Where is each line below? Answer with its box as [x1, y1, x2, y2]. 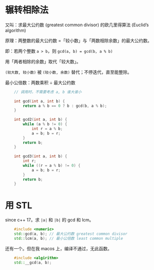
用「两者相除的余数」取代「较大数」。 [5, 58, 81, 64]
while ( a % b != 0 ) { [23, 122, 68, 127]
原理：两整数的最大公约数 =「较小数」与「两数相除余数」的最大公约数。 [5, 38, 152, 44]
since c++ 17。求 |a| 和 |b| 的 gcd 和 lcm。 [5, 217, 94, 223]
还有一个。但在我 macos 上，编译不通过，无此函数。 [5, 245, 112, 251]
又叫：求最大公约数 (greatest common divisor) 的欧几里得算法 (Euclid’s [5, 22, 149, 28]
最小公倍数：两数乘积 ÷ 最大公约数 [5, 80, 76, 86]
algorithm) [5, 27, 26, 33]
